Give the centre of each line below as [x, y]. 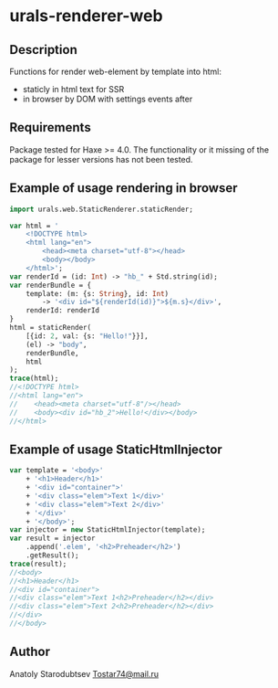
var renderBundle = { [51, 285]
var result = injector [52, 539]
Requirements [50, 127]
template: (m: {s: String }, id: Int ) [98, 293]
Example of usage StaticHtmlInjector [116, 449]
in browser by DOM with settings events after [108, 99]
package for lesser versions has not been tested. [101, 159]
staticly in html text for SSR [73, 89]
